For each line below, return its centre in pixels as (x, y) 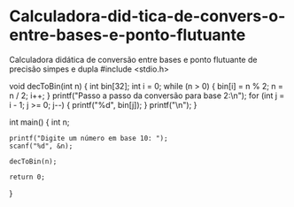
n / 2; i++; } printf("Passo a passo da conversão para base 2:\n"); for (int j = (147, 96)
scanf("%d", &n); (41, 146)
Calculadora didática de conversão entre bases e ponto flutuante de (133, 59)
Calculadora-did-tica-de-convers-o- (147, 16)
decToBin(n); (33, 161)
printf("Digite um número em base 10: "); (89, 138)
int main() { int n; (39, 122)
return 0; (27, 177)
